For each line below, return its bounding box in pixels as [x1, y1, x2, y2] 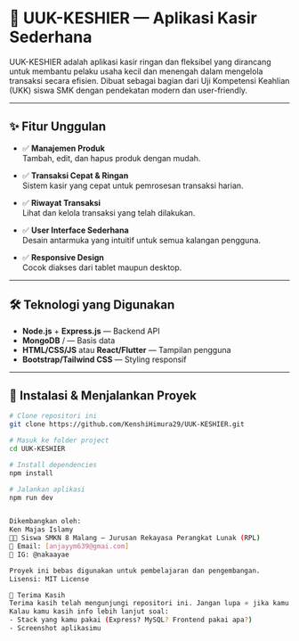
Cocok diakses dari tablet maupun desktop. [21, 262, 182, 273]
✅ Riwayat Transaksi [21, 197, 101, 208]
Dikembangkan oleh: [9, 517, 82, 526]
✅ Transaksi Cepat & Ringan [21, 169, 129, 181]
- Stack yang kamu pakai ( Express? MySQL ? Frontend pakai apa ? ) [9, 615, 253, 625]
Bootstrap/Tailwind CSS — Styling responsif [21, 354, 187, 365]
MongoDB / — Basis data [21, 334, 116, 346]
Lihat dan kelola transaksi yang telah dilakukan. [21, 207, 196, 218]
